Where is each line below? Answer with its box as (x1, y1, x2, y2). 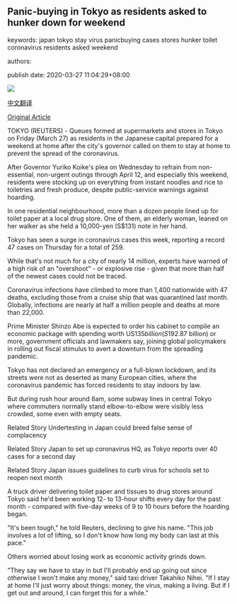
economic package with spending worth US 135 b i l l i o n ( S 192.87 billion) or (7, 329, 216, 337)
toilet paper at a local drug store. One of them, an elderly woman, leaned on (7, 214, 229, 223)
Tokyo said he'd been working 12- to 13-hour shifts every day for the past (7, 494, 221, 503)
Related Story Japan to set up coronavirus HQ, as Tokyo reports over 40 (7, 444, 218, 453)
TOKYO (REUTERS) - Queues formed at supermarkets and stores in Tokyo (7, 126, 223, 135)
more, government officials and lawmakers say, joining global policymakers (7, 337, 226, 345)
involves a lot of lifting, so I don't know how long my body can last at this (7, 531, 219, 539)
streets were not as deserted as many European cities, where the (7, 373, 197, 381)
